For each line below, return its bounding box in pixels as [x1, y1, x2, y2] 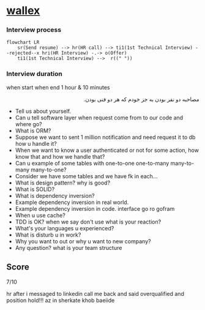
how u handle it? [15, 140, 57, 147]
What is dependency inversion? [15, 192, 95, 199]
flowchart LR [6, 39, 40, 46]
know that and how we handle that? [15, 153, 105, 160]
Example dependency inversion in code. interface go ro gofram [15, 205, 175, 212]
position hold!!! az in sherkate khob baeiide [6, 297, 115, 304]
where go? [15, 120, 42, 127]
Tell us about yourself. [15, 107, 72, 115]
